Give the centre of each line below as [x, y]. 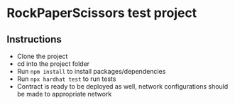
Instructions [34, 39]
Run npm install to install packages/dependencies [91, 71]
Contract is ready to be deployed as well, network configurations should [122, 86]
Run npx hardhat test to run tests [66, 79]
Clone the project [42, 56]
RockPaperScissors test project [102, 13]
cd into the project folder [53, 64]
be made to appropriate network [64, 94]
